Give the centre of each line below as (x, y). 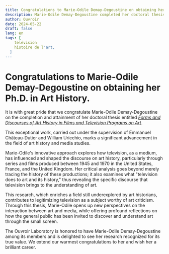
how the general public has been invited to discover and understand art (79, 216)
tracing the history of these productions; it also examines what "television (81, 175)
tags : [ (13, 38)
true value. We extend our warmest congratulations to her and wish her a (81, 242)
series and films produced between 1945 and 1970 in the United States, (79, 163)
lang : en (14, 33)
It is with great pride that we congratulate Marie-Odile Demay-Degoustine (81, 112)
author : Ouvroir (22, 19)
